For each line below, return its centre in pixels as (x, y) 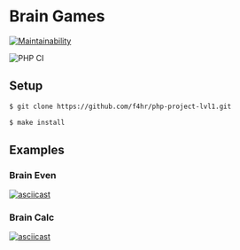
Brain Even (33, 175)
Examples (37, 149)
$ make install (37, 122)
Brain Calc (32, 217)
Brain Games (57, 16)
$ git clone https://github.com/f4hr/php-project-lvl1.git (120, 106)
